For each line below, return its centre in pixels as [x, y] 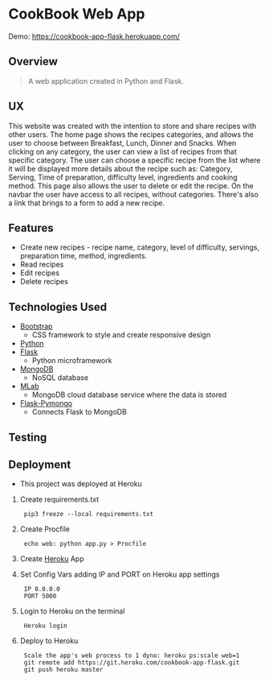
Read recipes [42, 265]
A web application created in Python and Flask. [106, 81]
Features [31, 227]
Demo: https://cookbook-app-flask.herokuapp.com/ [94, 36]
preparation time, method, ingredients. [84, 256]
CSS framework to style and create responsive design [121, 335]
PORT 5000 [40, 597]
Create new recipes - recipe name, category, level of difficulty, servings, [140, 247]
